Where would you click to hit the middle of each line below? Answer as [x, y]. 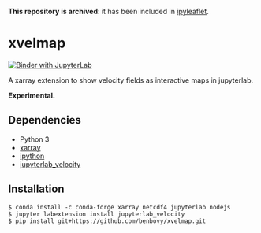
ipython [32, 156]
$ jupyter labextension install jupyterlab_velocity [97, 214]
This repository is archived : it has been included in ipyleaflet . [108, 11]
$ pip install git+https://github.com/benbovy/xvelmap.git [107, 221]
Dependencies [45, 120]
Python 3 [34, 139]
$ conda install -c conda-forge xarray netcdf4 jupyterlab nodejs [119, 207]
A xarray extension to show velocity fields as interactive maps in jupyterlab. [131, 80]
